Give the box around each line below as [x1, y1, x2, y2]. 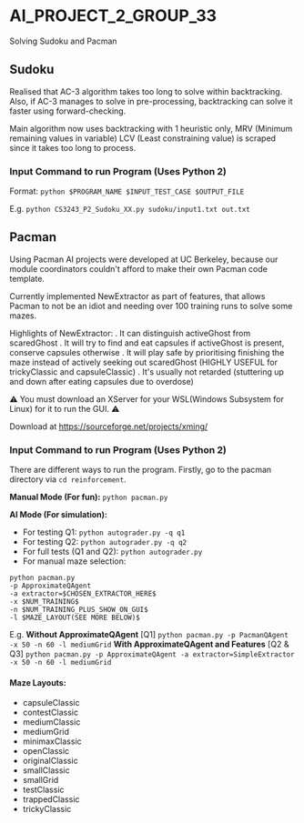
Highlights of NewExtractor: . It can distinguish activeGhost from [9, 327, 251, 338]
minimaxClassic [22, 736, 82, 747]
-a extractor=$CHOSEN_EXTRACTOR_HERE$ [9, 589, 157, 598]
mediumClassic [22, 717, 81, 728]
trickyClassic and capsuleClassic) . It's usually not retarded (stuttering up [9, 366, 285, 377]
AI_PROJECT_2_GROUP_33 [9, 5, 217, 26]
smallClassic [22, 765, 70, 776]
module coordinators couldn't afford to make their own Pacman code [9, 263, 269, 274]
